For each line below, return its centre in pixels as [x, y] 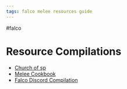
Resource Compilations [64, 51]
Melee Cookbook [35, 74]
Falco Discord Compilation [46, 80]
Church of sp [30, 67]
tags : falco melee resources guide [49, 11]
